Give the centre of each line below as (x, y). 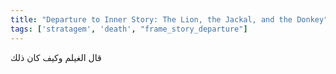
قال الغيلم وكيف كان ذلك (56, 57)
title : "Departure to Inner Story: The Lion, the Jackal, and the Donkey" (169, 19)
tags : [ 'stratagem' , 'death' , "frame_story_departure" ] (129, 29)
